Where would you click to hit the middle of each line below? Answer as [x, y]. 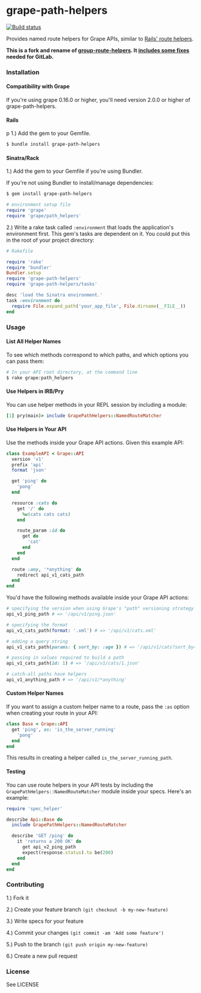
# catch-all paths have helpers [46, 674]
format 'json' [29, 470]
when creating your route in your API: [52, 713]
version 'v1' [28, 459]
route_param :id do [41, 531]
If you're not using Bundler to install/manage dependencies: [80, 183]
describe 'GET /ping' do [42, 836]
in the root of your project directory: [50, 240]
